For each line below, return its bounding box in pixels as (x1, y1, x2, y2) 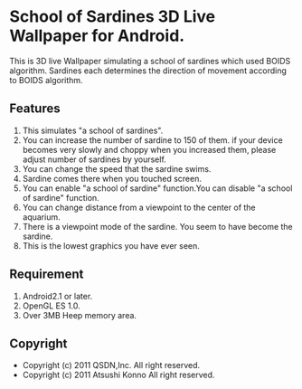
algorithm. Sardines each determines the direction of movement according (9, 65, 288, 76)
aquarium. (22, 211, 61, 223)
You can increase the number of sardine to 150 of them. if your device (22, 134, 283, 146)
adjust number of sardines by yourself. (22, 154, 167, 165)
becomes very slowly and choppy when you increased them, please (22, 144, 277, 155)
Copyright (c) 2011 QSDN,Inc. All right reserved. (22, 360, 201, 371)
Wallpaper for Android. (9, 25, 185, 46)
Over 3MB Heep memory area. (22, 309, 137, 320)
